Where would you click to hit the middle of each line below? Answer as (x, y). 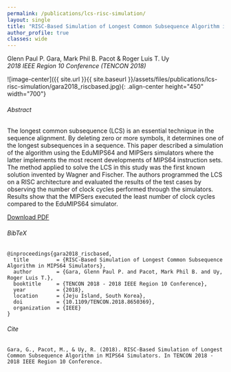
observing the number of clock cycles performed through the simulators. (110, 189)
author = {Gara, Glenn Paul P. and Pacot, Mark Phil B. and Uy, (118, 272)
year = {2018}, (49, 289)
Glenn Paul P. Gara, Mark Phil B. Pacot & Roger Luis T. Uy (88, 58)
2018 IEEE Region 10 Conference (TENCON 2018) (77, 66)
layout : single (29, 20)
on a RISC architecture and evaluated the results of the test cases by (104, 182)
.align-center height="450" (165, 87)
